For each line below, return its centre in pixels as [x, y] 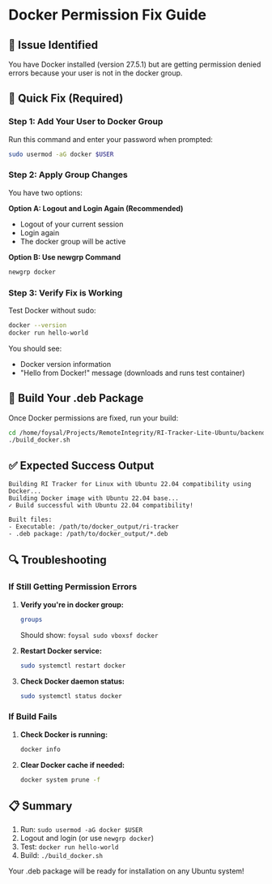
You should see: [35, 348]
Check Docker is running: [64, 734]
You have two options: [46, 192]
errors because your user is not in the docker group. [96, 73]
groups [31, 619]
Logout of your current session [72, 224]
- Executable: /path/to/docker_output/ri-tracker [94, 527]
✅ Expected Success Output [81, 466]
